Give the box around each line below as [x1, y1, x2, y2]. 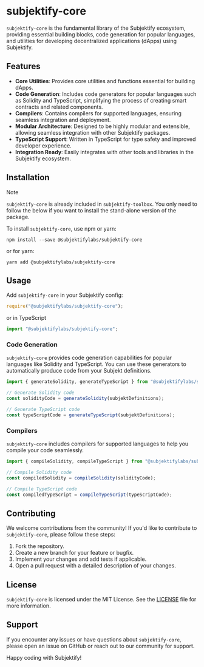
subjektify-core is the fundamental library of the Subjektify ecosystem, [6, 24, 186, 32]
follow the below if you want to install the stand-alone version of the [6, 206, 177, 214]
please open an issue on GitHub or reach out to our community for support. [6, 642, 195, 649]
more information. [6, 602, 51, 609]
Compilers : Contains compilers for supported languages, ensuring [15, 109, 182, 117]
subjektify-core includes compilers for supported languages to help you [6, 440, 189, 447]
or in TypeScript [6, 314, 47, 322]
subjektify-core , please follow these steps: [6, 531, 115, 538]
